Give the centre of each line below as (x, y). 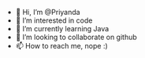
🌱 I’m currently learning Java (62, 29)
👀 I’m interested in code (54, 20)
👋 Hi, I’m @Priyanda (48, 12)
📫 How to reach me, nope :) (61, 46)
